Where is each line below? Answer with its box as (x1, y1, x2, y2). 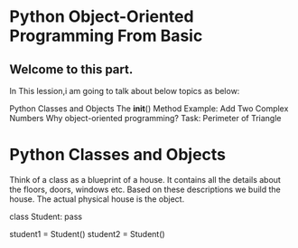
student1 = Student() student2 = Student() (9, 228, 165, 239)
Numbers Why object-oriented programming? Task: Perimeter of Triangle (9, 113, 282, 123)
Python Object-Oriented (9, 6, 194, 27)
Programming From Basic (9, 25, 203, 46)
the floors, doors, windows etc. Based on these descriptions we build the (9, 184, 282, 195)
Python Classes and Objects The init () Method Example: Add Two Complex (9, 103, 289, 114)
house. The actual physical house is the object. (9, 193, 185, 205)
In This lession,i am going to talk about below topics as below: (9, 86, 240, 96)
